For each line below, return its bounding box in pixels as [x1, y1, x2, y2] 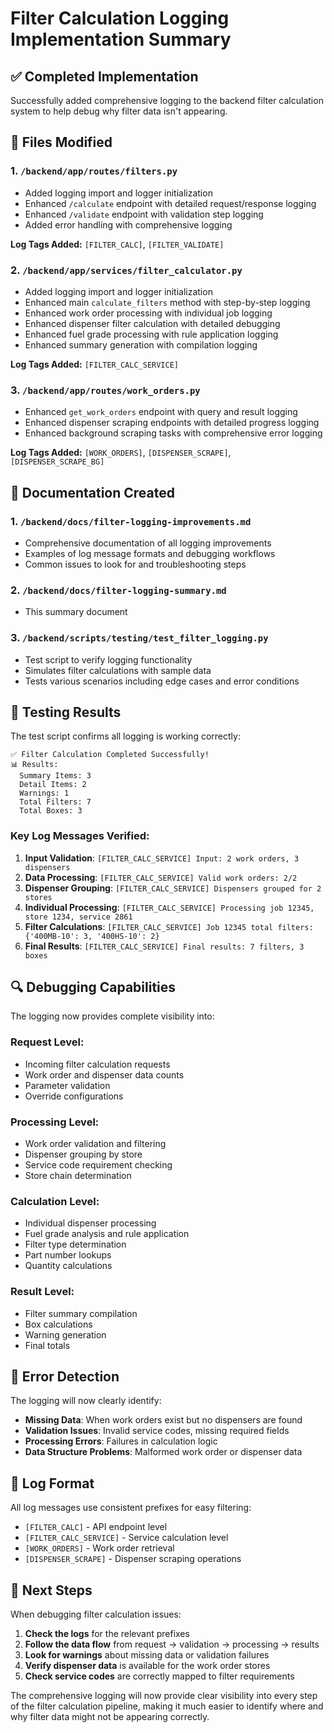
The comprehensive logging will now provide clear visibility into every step [10, 1690, 318, 1702]
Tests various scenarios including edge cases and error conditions [24, 675, 300, 687]
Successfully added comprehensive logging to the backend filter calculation [10, 95, 324, 106]
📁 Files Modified [10, 134, 113, 151]
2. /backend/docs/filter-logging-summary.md [10, 583, 227, 597]
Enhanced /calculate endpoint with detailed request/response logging [24, 197, 317, 209]
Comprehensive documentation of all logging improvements [24, 537, 272, 549]
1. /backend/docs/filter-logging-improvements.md [10, 514, 252, 528]
